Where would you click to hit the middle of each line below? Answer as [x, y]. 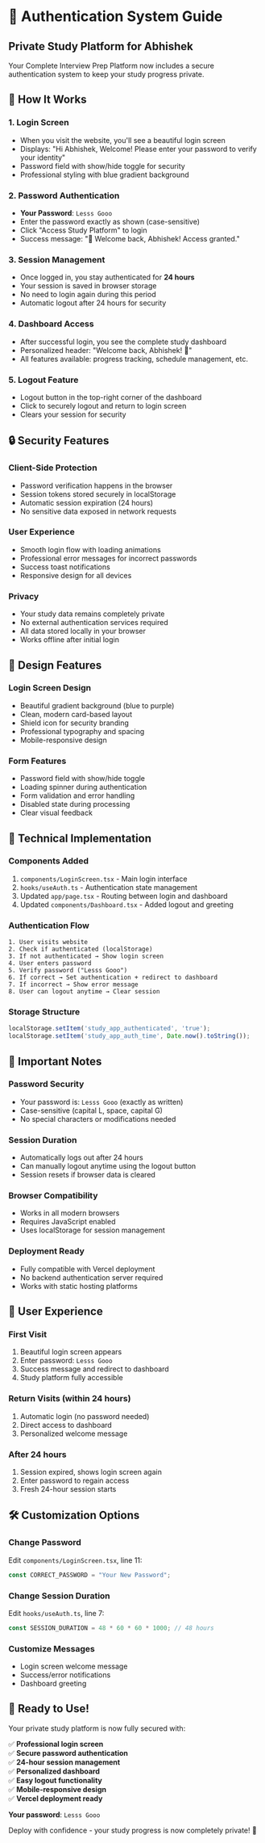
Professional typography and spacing [82, 731]
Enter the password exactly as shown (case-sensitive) [110, 221]
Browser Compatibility [53, 1196]
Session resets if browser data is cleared [87, 1175]
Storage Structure [44, 1012]
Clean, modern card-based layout [76, 714]
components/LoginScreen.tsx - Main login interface [104, 879]
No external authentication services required [94, 623]
